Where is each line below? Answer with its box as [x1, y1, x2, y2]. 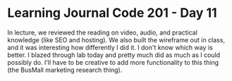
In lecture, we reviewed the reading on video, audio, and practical [7, 28, 197, 37]
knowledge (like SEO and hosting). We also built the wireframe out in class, [7, 35, 226, 44]
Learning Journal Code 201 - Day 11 [7, 5, 217, 21]
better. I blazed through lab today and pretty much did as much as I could [7, 51, 221, 59]
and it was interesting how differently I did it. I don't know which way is [7, 43, 213, 51]
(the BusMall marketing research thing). [7, 66, 123, 74]
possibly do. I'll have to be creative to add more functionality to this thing [7, 58, 219, 66]
